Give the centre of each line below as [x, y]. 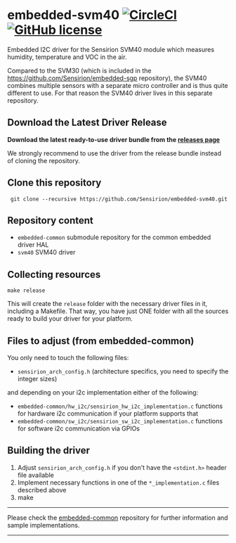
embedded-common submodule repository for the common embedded [114, 237]
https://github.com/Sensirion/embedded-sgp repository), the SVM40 [107, 78]
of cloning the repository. [44, 160]
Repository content [50, 221]
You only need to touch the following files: [68, 358]
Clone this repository [54, 183]
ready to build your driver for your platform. [70, 319]
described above [42, 490]
